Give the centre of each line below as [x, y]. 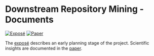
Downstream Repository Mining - [75, 9]
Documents [29, 20]
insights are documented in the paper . [44, 48]
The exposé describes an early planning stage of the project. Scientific [77, 43]
